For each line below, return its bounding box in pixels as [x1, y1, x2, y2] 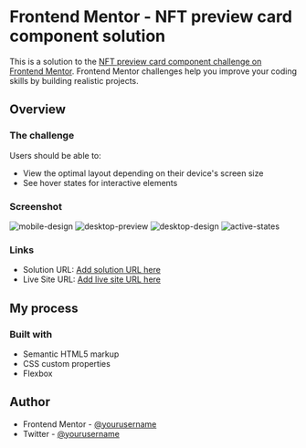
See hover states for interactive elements [22, 177, 178, 188]
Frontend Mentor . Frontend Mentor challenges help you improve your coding [9, 66, 298, 77]
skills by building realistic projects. [9, 75, 139, 86]
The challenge [9, 130, 75, 142]
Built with [9, 328, 53, 340]
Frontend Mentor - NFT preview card [9, 6, 292, 27]
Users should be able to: [9, 150, 102, 161]
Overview [9, 102, 67, 118]
